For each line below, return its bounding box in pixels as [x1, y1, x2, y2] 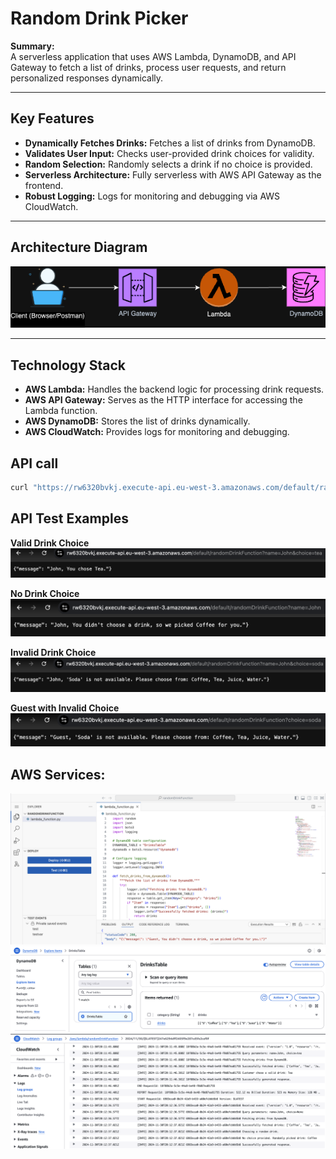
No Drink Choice [10, 587, 80, 599]
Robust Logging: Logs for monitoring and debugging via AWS [24, 190, 281, 202]
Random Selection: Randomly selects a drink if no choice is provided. [24, 158, 313, 170]
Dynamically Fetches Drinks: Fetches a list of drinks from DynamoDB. [24, 137, 316, 149]
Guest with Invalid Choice [10, 702, 120, 714]
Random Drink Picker [10, 7, 189, 30]
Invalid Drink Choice [10, 647, 97, 659]
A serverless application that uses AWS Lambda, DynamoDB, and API [10, 50, 297, 62]
